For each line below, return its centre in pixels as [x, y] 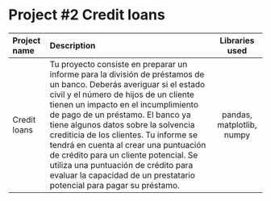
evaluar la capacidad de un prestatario [123, 175]
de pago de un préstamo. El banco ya [120, 115]
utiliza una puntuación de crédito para [121, 165]
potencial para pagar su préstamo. [115, 185]
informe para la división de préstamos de [127, 74]
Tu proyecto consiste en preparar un [119, 64]
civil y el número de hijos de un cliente [122, 94]
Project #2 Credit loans [87, 15]
